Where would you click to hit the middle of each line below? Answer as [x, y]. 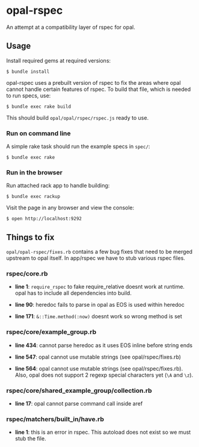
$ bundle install [28, 72]
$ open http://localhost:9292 [44, 219]
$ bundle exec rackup [33, 197]
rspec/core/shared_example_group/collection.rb [79, 390]
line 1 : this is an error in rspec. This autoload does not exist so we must [103, 432]
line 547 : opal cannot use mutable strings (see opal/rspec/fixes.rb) [98, 357]
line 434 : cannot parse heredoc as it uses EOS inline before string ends [104, 345]
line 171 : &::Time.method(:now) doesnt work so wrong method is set [98, 316]
